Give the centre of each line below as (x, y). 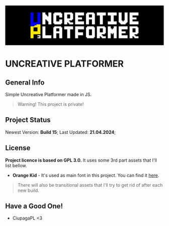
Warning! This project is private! (51, 104)
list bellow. (16, 165)
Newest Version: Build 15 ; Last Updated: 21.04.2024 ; (61, 132)
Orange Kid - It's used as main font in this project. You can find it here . (86, 175)
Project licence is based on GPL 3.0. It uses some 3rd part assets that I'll (81, 160)
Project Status (28, 120)
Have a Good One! (34, 206)
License (18, 148)
